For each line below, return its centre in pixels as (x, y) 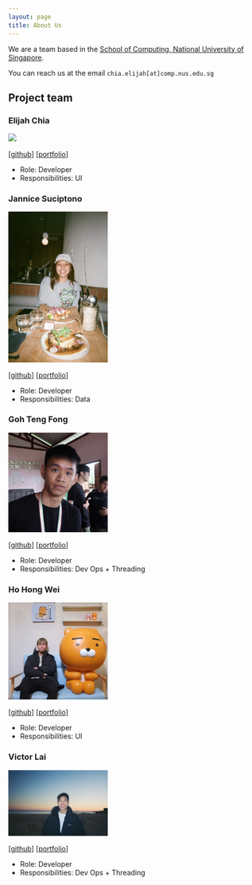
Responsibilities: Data (55, 399)
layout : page (30, 17)
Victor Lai (27, 757)
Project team (41, 98)
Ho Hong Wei (34, 589)
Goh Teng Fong (38, 420)
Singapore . (26, 57)
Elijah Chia (29, 120)
